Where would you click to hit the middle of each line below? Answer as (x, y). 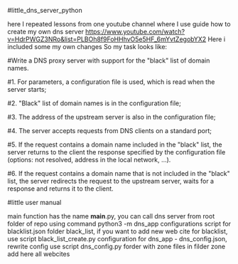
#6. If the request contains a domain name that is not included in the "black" (119, 173)
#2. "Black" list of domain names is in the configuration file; (94, 103)
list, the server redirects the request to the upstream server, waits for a (111, 181)
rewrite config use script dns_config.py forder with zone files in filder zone (117, 246)
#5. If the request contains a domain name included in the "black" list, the (115, 144)
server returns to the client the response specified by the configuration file (117, 152)
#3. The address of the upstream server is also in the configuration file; (112, 117)
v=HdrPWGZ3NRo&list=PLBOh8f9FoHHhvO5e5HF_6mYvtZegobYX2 (107, 39)
